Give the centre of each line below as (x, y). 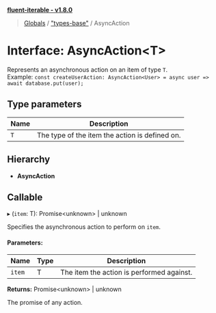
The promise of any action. (45, 302)
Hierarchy (29, 160)
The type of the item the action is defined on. (109, 135)
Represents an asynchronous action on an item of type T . (87, 69)
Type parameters (44, 104)
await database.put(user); (45, 83)
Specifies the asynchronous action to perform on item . (84, 227)
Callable (25, 197)
